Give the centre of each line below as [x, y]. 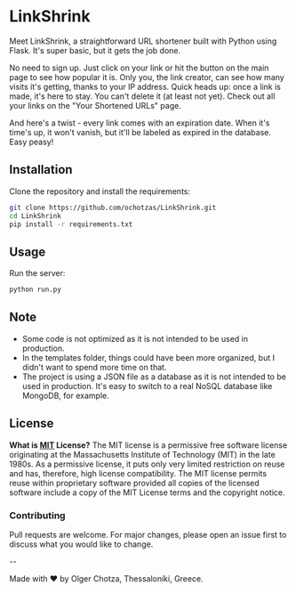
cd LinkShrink [36, 215]
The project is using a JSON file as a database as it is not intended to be [154, 377]
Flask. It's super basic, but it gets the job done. [95, 50]
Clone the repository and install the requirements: [100, 191]
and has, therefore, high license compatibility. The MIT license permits [138, 473]
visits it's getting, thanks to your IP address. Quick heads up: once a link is [145, 86]
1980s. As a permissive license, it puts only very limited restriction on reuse [147, 464]
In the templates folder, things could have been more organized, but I [148, 357]
